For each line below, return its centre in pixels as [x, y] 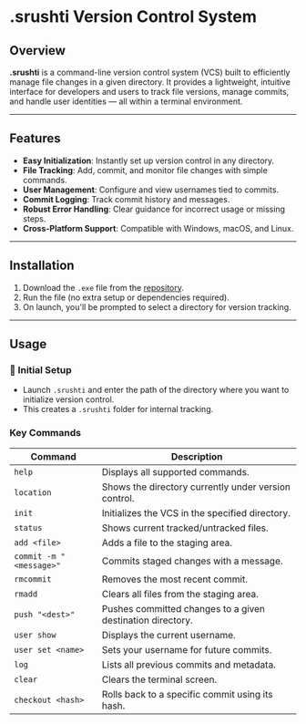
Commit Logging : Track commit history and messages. [126, 199]
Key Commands [46, 433]
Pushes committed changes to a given [184, 608]
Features [35, 139]
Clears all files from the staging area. [180, 594]
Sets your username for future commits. [187, 649]
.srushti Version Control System [133, 17]
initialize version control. [68, 399]
